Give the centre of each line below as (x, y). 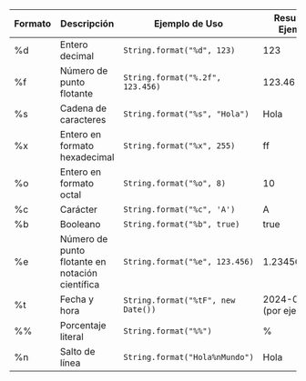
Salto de (77, 351)
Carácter (79, 210)
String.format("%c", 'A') (179, 210)
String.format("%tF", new (179, 301)
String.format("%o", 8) (174, 183)
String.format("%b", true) (181, 224)
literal (71, 337)
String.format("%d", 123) (179, 50)
